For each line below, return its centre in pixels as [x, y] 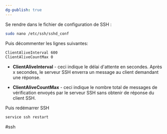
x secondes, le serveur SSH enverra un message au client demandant [86, 72]
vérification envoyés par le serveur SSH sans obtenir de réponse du [83, 93]
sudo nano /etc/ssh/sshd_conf [37, 33]
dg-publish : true [24, 10]
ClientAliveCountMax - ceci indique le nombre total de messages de [85, 87]
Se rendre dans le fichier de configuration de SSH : [58, 24]
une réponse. [26, 78]
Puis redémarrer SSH [27, 108]
